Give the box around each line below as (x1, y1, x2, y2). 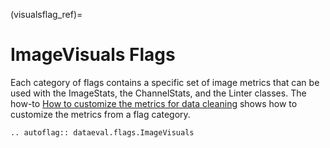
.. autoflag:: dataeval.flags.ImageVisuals (10, 127, 195, 138)
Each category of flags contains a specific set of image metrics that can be (10, 76, 320, 88)
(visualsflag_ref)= (10, 9, 83, 20)
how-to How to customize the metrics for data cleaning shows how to (10, 97, 298, 109)
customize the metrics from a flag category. (10, 108, 191, 120)
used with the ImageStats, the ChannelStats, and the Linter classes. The (10, 87, 307, 99)
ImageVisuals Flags (10, 44, 176, 66)
